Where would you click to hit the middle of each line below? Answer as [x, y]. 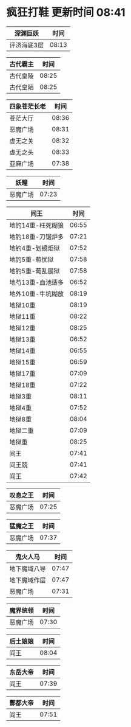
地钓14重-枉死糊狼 [37, 225]
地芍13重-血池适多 [37, 282]
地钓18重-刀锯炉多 [37, 237]
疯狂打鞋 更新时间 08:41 [66, 12]
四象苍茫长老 [28, 106]
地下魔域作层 [28, 580]
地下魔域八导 [28, 568]
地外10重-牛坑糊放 [37, 294]
